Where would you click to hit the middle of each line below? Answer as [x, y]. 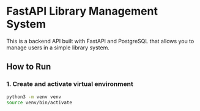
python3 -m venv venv [34, 97]
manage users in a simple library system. [58, 48]
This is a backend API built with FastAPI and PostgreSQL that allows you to [100, 41]
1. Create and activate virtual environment [70, 84]
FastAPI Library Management [82, 11]
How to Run [29, 67]
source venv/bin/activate [39, 102]
